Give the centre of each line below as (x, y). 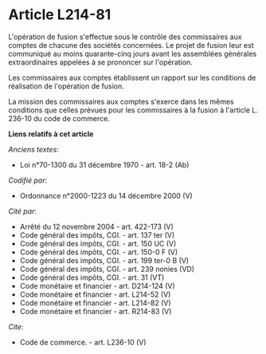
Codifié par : (28, 180)
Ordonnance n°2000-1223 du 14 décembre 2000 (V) (106, 195)
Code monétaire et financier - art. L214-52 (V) (95, 294)
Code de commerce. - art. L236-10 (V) (83, 342)
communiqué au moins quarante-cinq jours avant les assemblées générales (133, 53)
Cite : (16, 326)
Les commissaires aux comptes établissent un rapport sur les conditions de (132, 77)
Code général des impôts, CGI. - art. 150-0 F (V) (99, 252)
